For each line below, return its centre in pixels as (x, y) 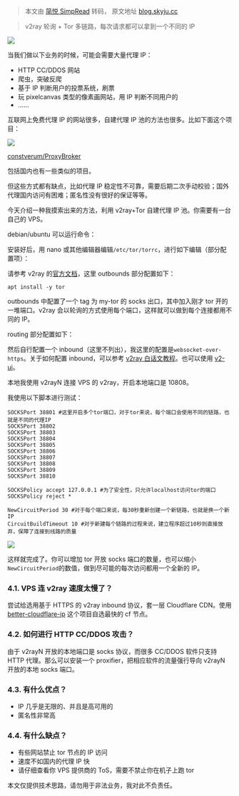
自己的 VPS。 (27, 219)
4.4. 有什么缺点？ (37, 735)
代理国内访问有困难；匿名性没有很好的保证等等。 (79, 195)
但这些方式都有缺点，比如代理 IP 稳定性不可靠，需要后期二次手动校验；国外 (118, 186)
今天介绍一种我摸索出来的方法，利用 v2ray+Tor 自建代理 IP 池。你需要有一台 (119, 210)
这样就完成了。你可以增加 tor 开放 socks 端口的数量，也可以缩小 (102, 559)
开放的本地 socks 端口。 (43, 669)
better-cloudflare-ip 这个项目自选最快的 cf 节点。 (80, 614)
